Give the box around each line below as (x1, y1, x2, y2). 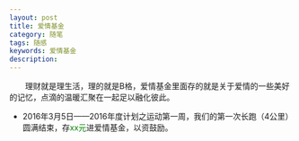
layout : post (9, 13, 58, 22)
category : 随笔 (9, 30, 64, 39)
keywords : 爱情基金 (9, 47, 77, 56)
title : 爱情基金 (9, 22, 65, 31)
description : (9, 55, 58, 64)
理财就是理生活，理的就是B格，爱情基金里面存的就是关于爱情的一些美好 (24, 81, 290, 91)
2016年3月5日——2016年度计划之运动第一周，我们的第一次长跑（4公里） (22, 111, 290, 121)
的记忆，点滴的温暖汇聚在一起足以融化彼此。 (9, 92, 175, 102)
